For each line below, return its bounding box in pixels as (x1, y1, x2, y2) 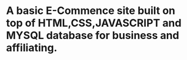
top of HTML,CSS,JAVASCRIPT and (6, 16, 182, 30)
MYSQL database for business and (6, 29, 179, 42)
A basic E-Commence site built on (6, 4, 175, 17)
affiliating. (6, 41, 58, 55)
